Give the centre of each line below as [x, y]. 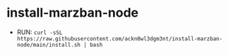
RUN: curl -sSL [40, 32]
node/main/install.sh [48, 45]
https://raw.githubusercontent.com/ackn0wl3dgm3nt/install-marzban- [120, 39]
